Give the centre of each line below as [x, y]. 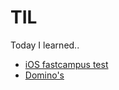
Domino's [44, 75]
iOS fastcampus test [66, 64]
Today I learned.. [45, 45]
